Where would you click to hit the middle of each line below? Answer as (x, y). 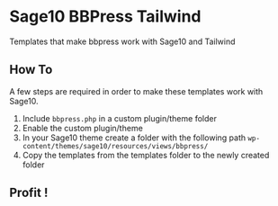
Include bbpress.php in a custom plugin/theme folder (120, 118)
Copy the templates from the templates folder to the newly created (146, 155)
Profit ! (29, 193)
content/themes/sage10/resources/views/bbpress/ (115, 146)
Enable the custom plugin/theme (83, 128)
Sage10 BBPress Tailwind (105, 17)
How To (31, 70)
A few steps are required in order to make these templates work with (136, 91)
